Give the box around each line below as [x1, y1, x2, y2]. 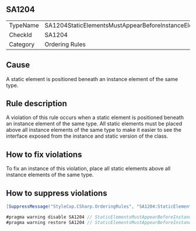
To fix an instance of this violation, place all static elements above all [6, 165, 171, 172]
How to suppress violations [6, 188, 107, 198]
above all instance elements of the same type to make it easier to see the [6, 127, 182, 134]
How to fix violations [6, 149, 82, 159]
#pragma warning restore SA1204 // [6, 219, 93, 225]
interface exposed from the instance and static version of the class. [6, 132, 169, 139]
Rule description [6, 99, 67, 108]
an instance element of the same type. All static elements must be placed [6, 120, 183, 127]
